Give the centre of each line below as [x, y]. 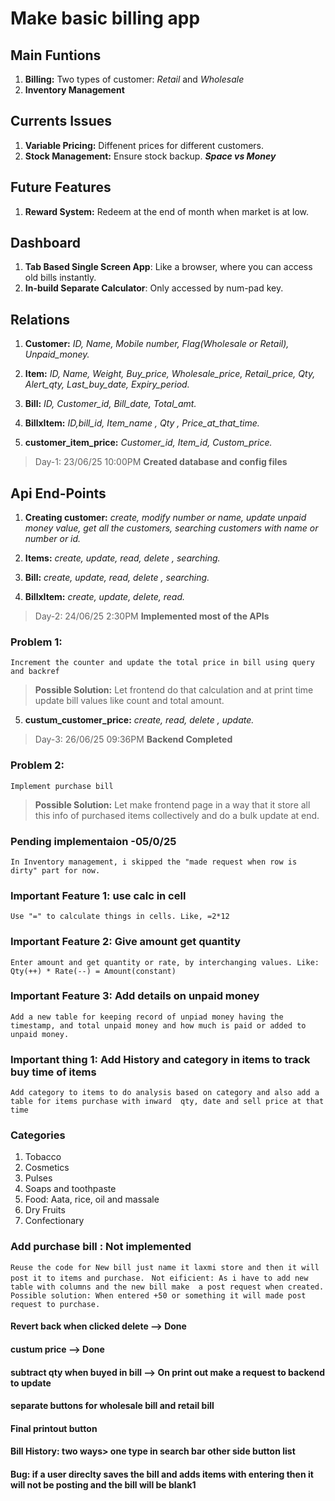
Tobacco [43, 1157]
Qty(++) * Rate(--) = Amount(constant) [93, 971]
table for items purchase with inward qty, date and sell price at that [167, 1102]
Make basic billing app [105, 18]
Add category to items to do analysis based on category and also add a [165, 1093]
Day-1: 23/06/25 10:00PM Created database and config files [161, 462]
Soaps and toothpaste [70, 1189]
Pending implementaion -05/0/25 [93, 841]
